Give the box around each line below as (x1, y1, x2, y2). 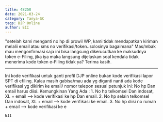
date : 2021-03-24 (5, 12, 40, 16)
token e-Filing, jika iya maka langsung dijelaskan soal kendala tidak (5, 54, 139, 60)
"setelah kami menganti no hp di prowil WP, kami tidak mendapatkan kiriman (5, 38, 158, 44)
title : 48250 (5, 7, 32, 12)
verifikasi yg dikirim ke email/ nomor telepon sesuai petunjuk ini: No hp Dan (5, 83, 156, 89)
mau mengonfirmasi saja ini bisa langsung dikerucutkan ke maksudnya (5, 49, 147, 55)
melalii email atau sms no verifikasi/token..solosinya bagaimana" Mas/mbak (5, 44, 156, 49)
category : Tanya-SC (5, 16, 45, 21)
